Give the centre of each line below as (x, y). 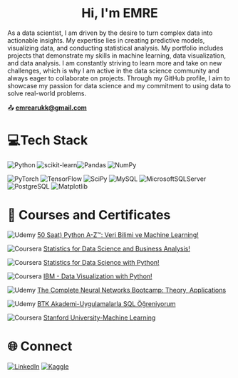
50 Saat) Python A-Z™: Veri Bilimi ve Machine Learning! (118, 235)
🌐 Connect (40, 346)
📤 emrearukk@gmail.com (47, 107)
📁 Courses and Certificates (89, 215)
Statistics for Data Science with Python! (101, 262)
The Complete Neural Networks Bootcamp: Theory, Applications (132, 290)
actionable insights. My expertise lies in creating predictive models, (106, 40)
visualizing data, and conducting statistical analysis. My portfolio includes (115, 48)
